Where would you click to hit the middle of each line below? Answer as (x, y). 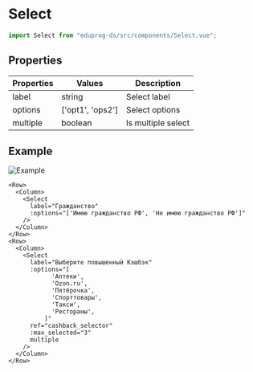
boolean (77, 123)
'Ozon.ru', (69, 284)
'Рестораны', (73, 312)
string (72, 96)
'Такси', (66, 305)
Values (90, 83)
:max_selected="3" (60, 333)
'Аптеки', (67, 277)
